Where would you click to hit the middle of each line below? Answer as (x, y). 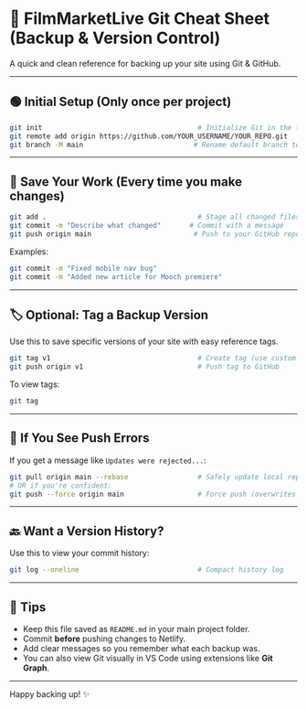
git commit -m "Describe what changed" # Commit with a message (147, 226)
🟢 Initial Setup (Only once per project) (121, 102)
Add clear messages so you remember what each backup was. (141, 648)
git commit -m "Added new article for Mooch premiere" (116, 277)
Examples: (29, 252)
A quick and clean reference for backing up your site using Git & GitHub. (145, 63)
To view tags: (35, 384)
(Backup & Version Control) (115, 38)
